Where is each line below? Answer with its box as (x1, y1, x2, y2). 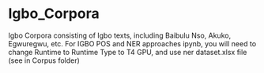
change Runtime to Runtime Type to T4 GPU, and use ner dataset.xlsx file (8, 47, 247, 57)
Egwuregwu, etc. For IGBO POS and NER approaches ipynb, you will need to (8, 38, 257, 48)
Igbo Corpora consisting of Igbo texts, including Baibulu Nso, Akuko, (8, 31, 232, 40)
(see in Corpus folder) (8, 56, 81, 65)
